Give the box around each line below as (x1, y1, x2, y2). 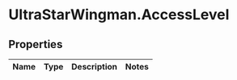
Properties (8, 38, 63, 51)
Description (71, 62, 117, 72)
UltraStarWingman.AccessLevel (8, 6, 230, 24)
